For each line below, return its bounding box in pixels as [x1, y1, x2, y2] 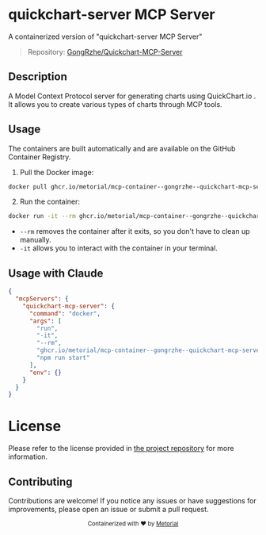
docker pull [8, 182, 47, 191]
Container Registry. [8, 152, 71, 162]
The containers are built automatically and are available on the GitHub [8, 143, 236, 153]
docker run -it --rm [8, 212, 77, 220]
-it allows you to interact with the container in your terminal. [19, 243, 218, 253]
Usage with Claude [8, 266, 104, 280]
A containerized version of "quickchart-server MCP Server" [8, 32, 203, 41]
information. [8, 452, 48, 461]
